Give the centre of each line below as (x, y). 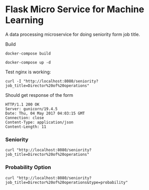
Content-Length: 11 (26, 127)
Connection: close (25, 118)
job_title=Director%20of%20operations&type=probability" (67, 182)
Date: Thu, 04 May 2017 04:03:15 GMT (45, 113)
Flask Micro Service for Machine (75, 9)
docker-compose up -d (28, 62)
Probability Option (28, 168)
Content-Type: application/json (39, 122)
